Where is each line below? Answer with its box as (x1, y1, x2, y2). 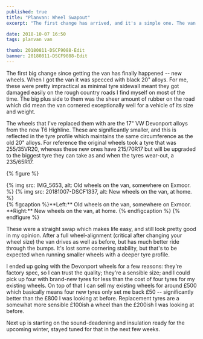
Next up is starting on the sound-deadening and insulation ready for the (6, 319, 185, 326)
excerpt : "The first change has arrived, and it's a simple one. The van (6, 20, 196, 26)
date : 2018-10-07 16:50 (6, 31, 66, 37)
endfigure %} (6, 214, 40, 221)
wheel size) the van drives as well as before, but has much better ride (6, 238, 179, 245)
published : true (6, 8, 47, 15)
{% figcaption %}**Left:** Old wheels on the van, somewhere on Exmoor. (6, 200, 192, 208)
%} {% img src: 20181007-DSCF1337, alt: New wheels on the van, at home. (6, 188, 192, 195)
